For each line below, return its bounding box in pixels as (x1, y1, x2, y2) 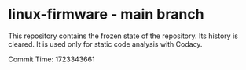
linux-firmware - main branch (8, 5, 204, 23)
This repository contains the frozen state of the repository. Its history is (8, 31, 238, 40)
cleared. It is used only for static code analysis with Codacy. (8, 39, 203, 48)
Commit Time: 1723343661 (8, 54, 96, 64)
